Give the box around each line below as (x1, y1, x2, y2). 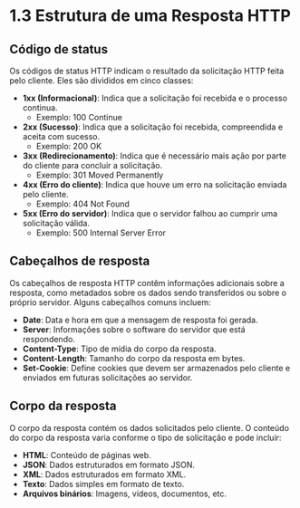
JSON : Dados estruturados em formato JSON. (22, 459, 195, 470)
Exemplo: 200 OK (35, 141, 102, 151)
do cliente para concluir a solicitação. (22, 160, 163, 170)
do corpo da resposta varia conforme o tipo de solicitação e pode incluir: (9, 432, 282, 443)
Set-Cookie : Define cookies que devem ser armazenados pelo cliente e (22, 362, 291, 373)
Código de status (9, 42, 109, 57)
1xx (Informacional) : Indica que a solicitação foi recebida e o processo (22, 92, 288, 103)
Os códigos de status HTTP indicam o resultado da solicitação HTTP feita (9, 65, 285, 76)
